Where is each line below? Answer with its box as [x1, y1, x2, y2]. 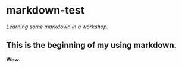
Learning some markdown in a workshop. [6, 23, 109, 30]
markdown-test [6, 4, 85, 17]
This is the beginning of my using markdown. [6, 40, 177, 50]
